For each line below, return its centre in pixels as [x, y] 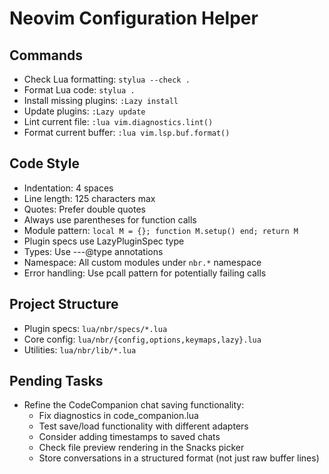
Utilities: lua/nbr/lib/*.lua [80, 349]
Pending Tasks [56, 381]
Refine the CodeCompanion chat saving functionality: [134, 405]
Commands [46, 55]
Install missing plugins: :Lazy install [101, 100]
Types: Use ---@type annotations [93, 251]
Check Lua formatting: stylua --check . [107, 79]
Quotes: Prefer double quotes [84, 209]
